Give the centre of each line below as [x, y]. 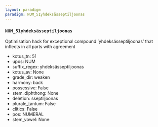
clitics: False [25, 109]
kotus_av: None [28, 72]
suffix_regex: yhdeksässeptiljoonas [48, 66]
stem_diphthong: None [35, 93]
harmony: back [28, 82]
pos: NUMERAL [28, 114]
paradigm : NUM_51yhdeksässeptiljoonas [45, 14]
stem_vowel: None [31, 119]
